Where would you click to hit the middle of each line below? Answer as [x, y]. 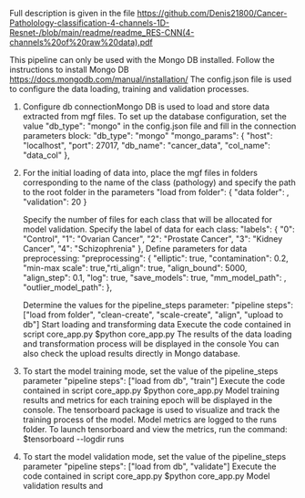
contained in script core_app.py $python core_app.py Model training [151, 390]
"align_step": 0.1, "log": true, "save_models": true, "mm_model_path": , [154, 278]
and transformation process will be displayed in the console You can [151, 344]
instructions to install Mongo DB [69, 69]
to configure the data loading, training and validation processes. [129, 89]
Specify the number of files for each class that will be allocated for [147, 219]
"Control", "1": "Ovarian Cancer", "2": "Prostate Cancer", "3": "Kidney [152, 239]
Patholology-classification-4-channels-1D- [90, 23]
